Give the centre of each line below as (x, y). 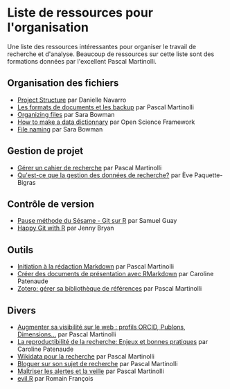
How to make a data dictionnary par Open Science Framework (106, 122)
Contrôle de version (51, 204)
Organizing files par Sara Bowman (66, 114)
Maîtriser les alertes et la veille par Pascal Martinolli (90, 371)
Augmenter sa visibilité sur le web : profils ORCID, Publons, (101, 327)
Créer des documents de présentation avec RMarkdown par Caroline (115, 274)
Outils (20, 250)
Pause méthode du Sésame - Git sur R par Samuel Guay (97, 221)
